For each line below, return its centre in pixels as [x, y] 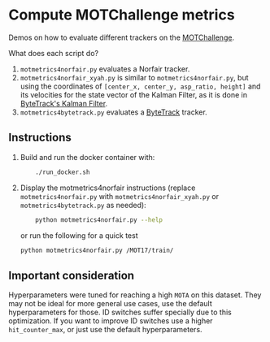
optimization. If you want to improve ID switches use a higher [111, 321]
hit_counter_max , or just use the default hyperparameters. [105, 330]
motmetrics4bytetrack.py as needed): [83, 205]
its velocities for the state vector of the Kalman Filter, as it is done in [134, 94]
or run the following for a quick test [79, 235]
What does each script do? [54, 53]
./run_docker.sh [63, 172]
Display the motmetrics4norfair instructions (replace [108, 188]
